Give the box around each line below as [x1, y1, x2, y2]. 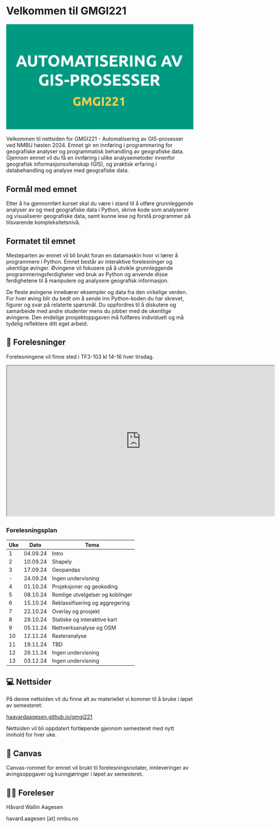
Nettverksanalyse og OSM [52, 624, 116, 631]
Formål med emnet [6, 184, 77, 194]
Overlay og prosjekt [52, 608, 100, 615]
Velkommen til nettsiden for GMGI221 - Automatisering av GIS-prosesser [6, 135, 184, 143]
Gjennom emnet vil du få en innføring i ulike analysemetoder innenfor [6, 154, 175, 162]
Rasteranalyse [52, 633, 87, 640]
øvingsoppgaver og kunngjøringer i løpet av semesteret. [6, 770, 144, 778]
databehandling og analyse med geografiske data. [6, 167, 129, 174]
